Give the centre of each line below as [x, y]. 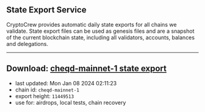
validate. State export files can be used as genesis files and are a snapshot [100, 31]
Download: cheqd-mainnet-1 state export [86, 69]
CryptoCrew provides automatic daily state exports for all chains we [92, 24]
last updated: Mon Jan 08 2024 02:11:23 [66, 83]
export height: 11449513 [45, 96]
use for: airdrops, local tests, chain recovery [70, 102]
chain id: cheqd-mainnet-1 [47, 90]
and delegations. [27, 44]
